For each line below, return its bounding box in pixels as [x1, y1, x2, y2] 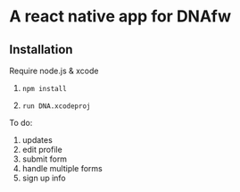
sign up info [21, 172, 66, 183]
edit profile [21, 145, 62, 154]
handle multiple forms [21, 163, 103, 173]
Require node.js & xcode [9, 65, 99, 76]
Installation [9, 42, 73, 57]
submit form [21, 154, 68, 164]
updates [21, 135, 54, 145]
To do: [9, 118, 33, 128]
